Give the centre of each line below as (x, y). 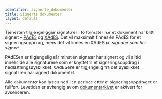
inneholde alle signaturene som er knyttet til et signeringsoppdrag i (72, 62)
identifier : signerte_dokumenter (39, 9)
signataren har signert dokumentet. (40, 73)
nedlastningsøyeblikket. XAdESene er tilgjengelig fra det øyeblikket (72, 67)
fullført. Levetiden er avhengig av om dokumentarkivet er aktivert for (74, 87)
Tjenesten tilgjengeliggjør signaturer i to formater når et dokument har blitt (80, 33)
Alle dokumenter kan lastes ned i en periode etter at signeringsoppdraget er (81, 82)
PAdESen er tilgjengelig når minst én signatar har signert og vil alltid (73, 57)
